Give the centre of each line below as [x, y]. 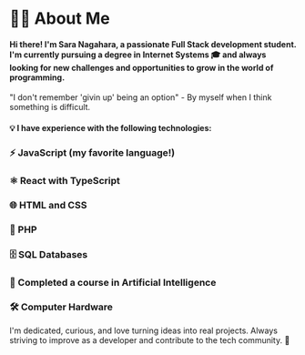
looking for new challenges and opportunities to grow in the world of [142, 67]
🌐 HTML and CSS [48, 205]
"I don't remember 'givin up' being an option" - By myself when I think [141, 97]
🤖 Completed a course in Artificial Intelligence [113, 282]
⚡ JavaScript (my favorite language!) [92, 152]
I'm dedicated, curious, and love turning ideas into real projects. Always [143, 330]
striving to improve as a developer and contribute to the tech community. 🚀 [150, 340]
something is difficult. [50, 107]
